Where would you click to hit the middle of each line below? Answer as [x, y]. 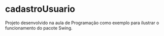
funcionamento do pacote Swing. [39, 28]
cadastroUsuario [40, 9]
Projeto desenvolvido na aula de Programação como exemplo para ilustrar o [82, 23]
